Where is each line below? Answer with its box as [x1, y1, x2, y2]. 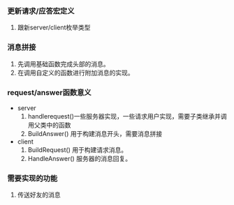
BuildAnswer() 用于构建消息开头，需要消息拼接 [27, 129, 163, 137]
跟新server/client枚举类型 [17, 23, 91, 32]
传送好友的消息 [17, 190, 61, 199]
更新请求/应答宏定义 [7, 6, 75, 15]
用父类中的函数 [27, 121, 71, 129]
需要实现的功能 [7, 173, 58, 183]
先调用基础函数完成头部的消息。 [17, 59, 110, 68]
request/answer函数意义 [7, 87, 92, 97]
